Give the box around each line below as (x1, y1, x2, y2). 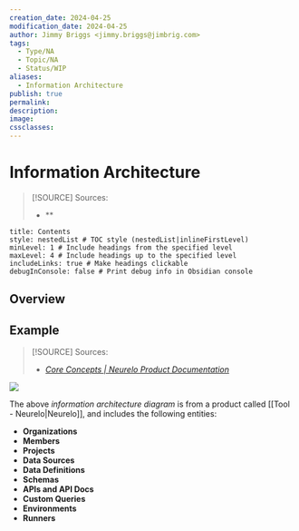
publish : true (9, 89, 63, 98)
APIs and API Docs (22, 484, 94, 495)
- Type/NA (17, 47, 54, 56)
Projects (22, 446, 56, 457)
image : (9, 114, 34, 123)
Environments (22, 503, 77, 514)
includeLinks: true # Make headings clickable (9, 259, 188, 268)
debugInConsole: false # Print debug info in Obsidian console (9, 267, 254, 276)
